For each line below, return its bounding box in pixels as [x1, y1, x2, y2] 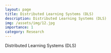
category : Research [5, 29, 44, 34]
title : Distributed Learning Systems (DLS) [5, 12, 94, 16]
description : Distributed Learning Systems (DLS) [5, 16, 107, 21]
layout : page [5, 7, 31, 12]
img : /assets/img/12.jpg [5, 20, 55, 26]
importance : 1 [5, 25, 34, 30]
